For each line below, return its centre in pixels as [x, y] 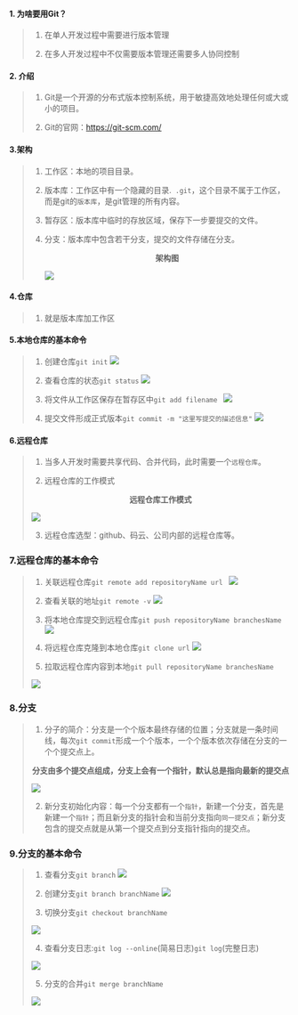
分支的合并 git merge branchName [104, 984]
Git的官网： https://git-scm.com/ [103, 127]
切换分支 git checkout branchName [106, 913]
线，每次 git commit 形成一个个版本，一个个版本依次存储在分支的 [162, 740]
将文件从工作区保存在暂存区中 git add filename [131, 400]
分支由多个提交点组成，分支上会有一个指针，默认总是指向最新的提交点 [160, 770]
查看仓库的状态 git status [92, 381]
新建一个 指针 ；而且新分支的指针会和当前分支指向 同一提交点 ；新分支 [165, 817]
